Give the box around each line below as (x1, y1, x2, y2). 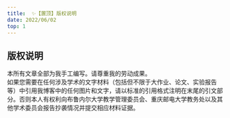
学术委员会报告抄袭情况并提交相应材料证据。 (12, 104, 139, 112)
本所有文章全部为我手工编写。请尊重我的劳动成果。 (7, 69, 151, 78)
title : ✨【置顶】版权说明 (7, 10, 77, 17)
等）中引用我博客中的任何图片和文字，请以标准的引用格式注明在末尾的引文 (7, 86, 217, 95)
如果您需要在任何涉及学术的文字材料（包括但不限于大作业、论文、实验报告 (7, 78, 217, 86)
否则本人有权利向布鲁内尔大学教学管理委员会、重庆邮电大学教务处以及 (18, 95, 217, 104)
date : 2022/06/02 (7, 16, 57, 23)
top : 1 (7, 23, 26, 29)
